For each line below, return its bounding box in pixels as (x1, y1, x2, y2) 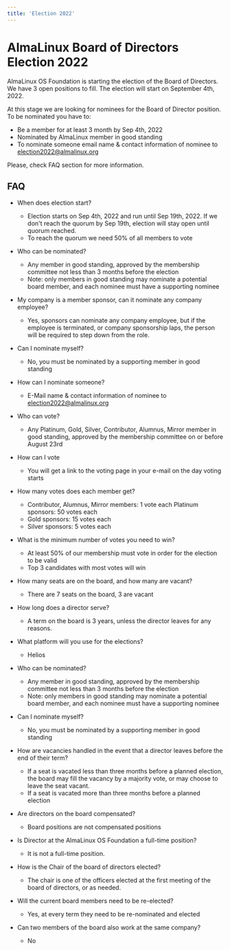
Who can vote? (16, 412, 60, 420)
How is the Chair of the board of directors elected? (16, 863, 161, 871)
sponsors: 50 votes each (27, 508, 98, 516)
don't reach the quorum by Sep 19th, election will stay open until (27, 219, 209, 227)
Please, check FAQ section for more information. (7, 161, 144, 169)
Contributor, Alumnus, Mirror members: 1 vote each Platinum (27, 501, 199, 509)
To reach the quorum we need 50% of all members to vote (27, 234, 193, 242)
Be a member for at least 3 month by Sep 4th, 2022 (16, 125, 163, 134)
